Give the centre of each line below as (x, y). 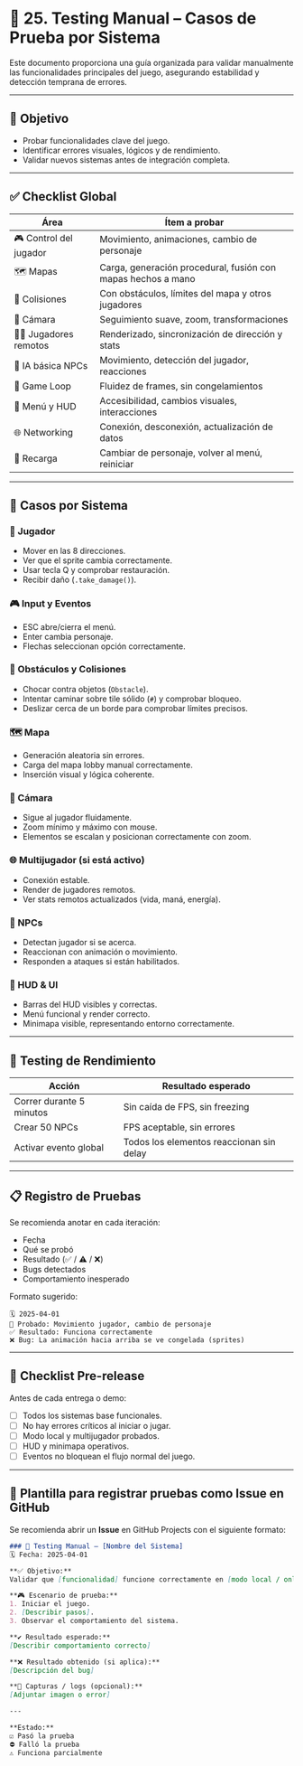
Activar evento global (59, 1148)
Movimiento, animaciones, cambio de (178, 240)
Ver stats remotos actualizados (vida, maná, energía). (121, 899)
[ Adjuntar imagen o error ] (60, 1695)
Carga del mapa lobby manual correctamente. (108, 765)
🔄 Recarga (36, 458)
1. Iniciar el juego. (50, 1604)
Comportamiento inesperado (76, 1279)
